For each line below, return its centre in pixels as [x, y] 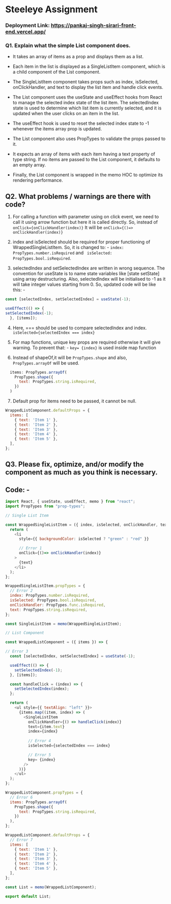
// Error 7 [21, 840]
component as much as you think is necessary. [81, 472]
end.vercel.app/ [25, 32]
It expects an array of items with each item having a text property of [84, 154]
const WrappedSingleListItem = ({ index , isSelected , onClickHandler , [82, 525]
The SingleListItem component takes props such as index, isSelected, [85, 82]
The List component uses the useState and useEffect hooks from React [87, 97]
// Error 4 [39, 741]
